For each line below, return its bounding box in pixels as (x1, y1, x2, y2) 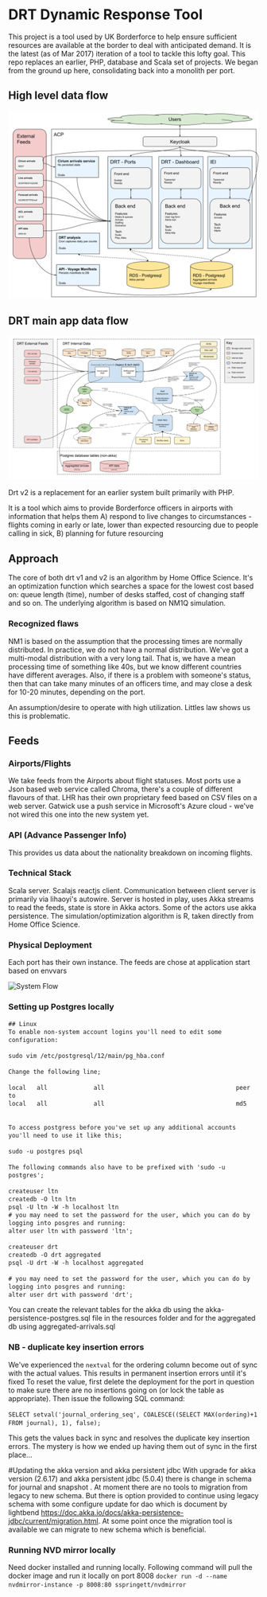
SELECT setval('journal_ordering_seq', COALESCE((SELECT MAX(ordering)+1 (8, 1411, 258, 1419)
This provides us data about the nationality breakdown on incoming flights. (8, 848, 253, 857)
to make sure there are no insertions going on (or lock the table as (8, 1385, 225, 1395)
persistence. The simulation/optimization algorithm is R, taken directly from (8, 911, 254, 920)
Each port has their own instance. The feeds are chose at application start (8, 958, 250, 967)
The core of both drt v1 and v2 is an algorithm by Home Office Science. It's (8, 573, 253, 583)
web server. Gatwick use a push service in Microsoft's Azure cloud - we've (8, 802, 254, 811)
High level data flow (8, 89, 109, 103)
